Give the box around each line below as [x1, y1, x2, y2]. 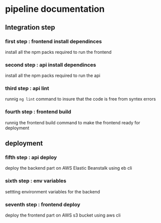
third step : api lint [5, 85, 49, 92]
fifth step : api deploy [5, 154, 57, 161]
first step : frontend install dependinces [5, 38, 102, 45]
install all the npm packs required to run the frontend [5, 49, 112, 55]
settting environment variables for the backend [5, 188, 100, 194]
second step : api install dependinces [5, 61, 97, 68]
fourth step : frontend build [5, 109, 71, 115]
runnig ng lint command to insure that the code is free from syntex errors [5, 96, 156, 102]
